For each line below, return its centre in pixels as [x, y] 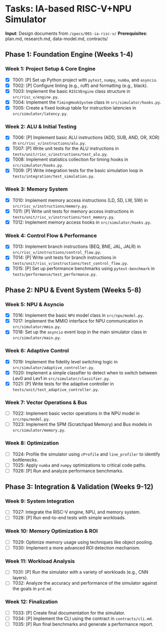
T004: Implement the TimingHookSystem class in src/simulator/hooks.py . [87, 102]
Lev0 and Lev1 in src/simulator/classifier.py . [61, 378]
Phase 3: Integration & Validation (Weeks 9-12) [79, 487]
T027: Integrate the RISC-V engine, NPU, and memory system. [76, 512]
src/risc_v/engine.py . [35, 97]
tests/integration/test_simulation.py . [53, 176]
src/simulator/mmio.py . [37, 327]
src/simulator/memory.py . [39, 430]
